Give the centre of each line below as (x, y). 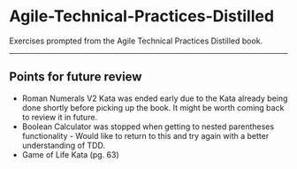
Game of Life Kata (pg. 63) (70, 154)
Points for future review (76, 77)
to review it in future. (60, 117)
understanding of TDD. (64, 145)
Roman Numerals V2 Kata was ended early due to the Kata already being (155, 98)
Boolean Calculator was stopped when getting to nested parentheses (148, 127)
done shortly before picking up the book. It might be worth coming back (153, 107)
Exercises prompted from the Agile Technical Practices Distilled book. (136, 41)
